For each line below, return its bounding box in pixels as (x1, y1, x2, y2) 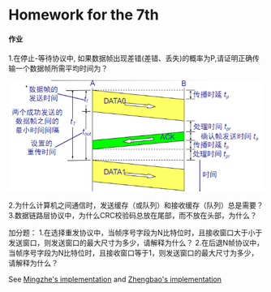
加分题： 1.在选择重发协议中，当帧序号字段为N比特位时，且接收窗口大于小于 (8, 227, 263, 237)
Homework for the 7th (8, 6, 160, 24)
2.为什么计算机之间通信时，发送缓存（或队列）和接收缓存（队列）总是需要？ (8, 200, 264, 210)
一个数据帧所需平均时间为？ (15, 63, 108, 74)
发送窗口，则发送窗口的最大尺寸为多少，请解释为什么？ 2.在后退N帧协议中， (8, 238, 265, 247)
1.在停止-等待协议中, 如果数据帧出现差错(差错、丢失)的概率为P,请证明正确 (8, 54, 253, 63)
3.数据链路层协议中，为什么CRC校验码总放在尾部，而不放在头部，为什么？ (8, 210, 257, 220)
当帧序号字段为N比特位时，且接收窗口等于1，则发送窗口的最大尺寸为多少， (8, 247, 259, 257)
